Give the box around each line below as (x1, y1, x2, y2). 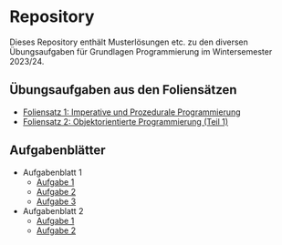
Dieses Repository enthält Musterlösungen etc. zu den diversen (9, 36, 249, 47)
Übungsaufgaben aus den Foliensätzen (9, 82, 237, 97)
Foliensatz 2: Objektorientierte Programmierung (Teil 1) (22, 116, 229, 127)
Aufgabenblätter (9, 143, 107, 158)
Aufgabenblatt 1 (22, 167, 82, 178)
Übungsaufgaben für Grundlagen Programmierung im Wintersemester (9, 46, 273, 56)
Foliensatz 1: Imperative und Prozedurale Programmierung (22, 107, 241, 117)
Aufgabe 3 (36, 196, 77, 207)
